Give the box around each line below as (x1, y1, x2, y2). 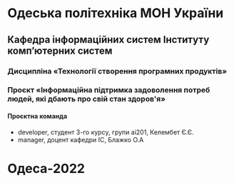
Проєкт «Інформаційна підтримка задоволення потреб (7, 85, 210, 95)
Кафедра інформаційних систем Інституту (7, 34, 210, 46)
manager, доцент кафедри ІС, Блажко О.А (17, 135, 144, 144)
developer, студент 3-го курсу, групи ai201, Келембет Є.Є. (17, 127, 194, 137)
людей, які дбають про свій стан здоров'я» (7, 94, 166, 104)
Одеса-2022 (7, 160, 86, 177)
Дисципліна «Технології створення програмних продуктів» (7, 66, 227, 76)
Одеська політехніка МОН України (7, 5, 224, 21)
